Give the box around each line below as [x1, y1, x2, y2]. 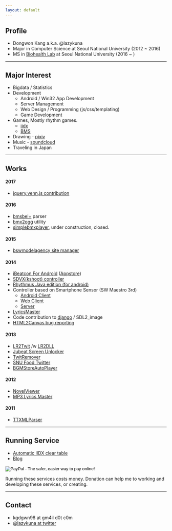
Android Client [20, 292, 51, 299]
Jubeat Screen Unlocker [12, 348, 64, 355]
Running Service [5, 436, 60, 445]
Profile [5, 27, 27, 35]
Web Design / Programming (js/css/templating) [20, 106, 120, 113]
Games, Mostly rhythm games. [12, 117, 78, 123]
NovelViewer [12, 388, 40, 394]
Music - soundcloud [12, 139, 55, 145]
